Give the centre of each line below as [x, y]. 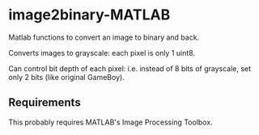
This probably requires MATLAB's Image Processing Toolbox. [110, 122]
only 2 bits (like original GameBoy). [67, 77]
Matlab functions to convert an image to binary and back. [104, 37]
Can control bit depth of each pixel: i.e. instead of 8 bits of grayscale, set [130, 68]
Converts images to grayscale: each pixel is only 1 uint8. [102, 53]
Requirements [45, 103]
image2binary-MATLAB [89, 15]
